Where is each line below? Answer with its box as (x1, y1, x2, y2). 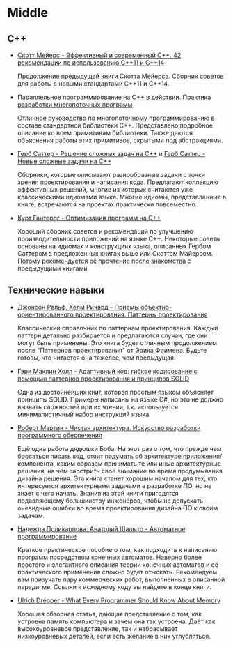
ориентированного (17, 310, 74, 319)
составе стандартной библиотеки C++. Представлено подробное (17, 121, 214, 130)
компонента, (17, 459, 56, 468)
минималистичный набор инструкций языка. (17, 410, 151, 418)
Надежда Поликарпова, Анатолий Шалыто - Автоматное (17, 524, 186, 533)
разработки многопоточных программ (17, 100, 133, 109)
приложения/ (183, 452, 223, 460)
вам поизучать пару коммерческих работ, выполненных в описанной (17, 575, 225, 584)
